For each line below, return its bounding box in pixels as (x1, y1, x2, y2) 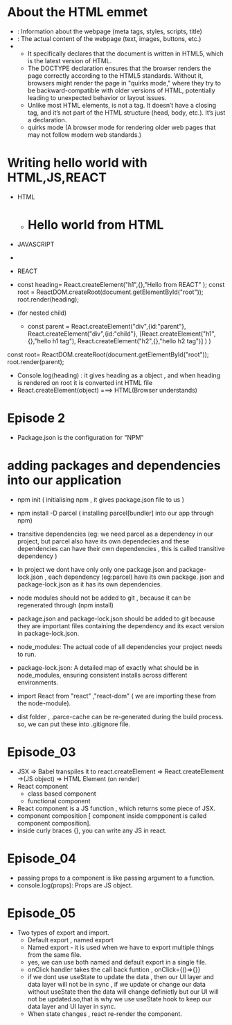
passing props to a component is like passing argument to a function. (17, 874, 215, 882)
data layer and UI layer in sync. (27, 1002, 116, 1010)
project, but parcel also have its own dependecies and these (17, 536, 190, 546)
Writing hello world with (7, 155, 148, 171)
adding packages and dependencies (7, 457, 221, 473)
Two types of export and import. (17, 928, 109, 937)
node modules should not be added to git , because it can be (17, 593, 191, 602)
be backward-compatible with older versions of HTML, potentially (27, 86, 216, 95)
